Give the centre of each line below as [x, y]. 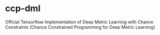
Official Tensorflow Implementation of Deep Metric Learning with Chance [79, 22]
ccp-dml [23, 9]
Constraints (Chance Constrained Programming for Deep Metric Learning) [80, 27]
